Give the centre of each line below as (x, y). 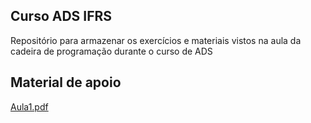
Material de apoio (66, 82)
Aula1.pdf (29, 106)
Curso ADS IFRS (61, 16)
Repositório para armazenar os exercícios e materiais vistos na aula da (156, 40)
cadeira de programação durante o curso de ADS (111, 51)
